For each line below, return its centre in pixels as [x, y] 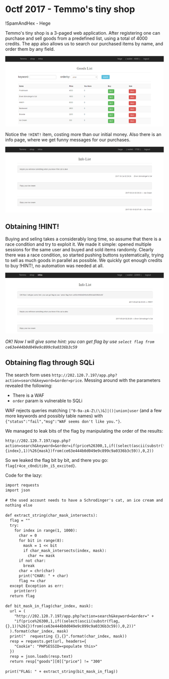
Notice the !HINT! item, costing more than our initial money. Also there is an [83, 134]
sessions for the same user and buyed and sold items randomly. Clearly [79, 249]
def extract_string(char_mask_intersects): [52, 515]
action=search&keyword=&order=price [44, 381]
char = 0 [28, 535]
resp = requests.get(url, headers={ [48, 641]
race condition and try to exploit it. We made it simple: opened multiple [78, 244]
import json [18, 490]
